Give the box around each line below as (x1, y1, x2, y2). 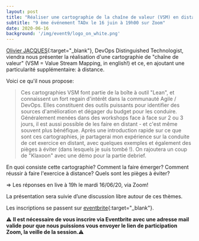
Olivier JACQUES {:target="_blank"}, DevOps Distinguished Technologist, (6, 47, 184, 54)
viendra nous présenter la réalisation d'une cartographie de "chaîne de (6, 53, 179, 61)
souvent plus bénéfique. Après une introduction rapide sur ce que (20, 127, 182, 134)
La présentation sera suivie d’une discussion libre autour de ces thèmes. (6, 193, 183, 200)
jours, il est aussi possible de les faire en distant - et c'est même (20, 120, 178, 128)
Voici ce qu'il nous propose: (6, 78, 74, 85)
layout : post (6, 8, 38, 15)
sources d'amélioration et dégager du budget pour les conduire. (20, 108, 178, 115)
